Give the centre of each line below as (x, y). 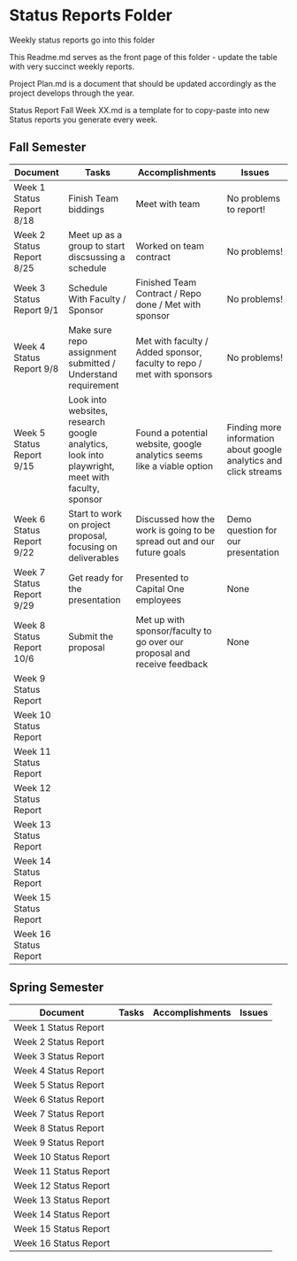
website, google (169, 443)
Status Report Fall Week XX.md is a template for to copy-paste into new (139, 110)
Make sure (90, 330)
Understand (92, 374)
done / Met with (168, 304)
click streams (255, 472)
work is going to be (175, 530)
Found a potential (171, 433)
